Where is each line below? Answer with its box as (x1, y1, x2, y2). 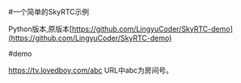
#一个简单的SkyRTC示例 (8, 7, 90, 16)
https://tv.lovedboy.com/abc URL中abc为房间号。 (8, 65, 174, 75)
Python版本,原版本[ (8, 24, 73, 34)
